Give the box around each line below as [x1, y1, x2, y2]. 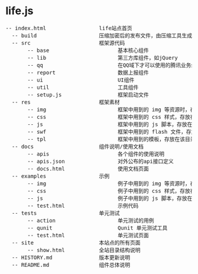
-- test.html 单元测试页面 [27, 232, 149, 238]
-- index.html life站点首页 [5, 25, 132, 31]
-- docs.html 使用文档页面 [27, 165, 149, 172]
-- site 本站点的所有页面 [11, 239, 141, 246]
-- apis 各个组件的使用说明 [27, 150, 165, 157]
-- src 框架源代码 [11, 40, 125, 46]
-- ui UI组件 [27, 76, 135, 83]
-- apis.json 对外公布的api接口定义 [27, 158, 174, 165]
